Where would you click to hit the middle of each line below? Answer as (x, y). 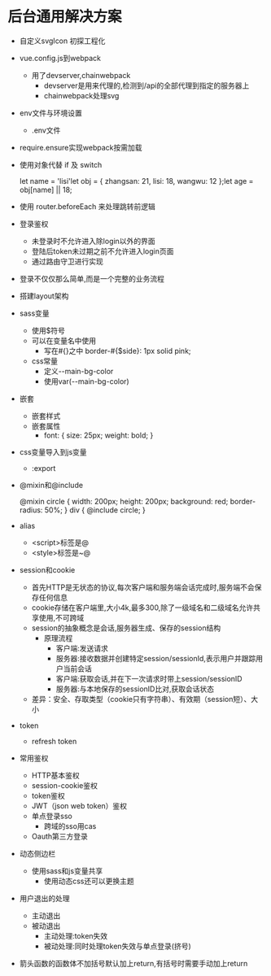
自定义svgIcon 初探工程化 (62, 41)
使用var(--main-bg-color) (86, 381)
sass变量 (34, 313)
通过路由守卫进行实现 (67, 261)
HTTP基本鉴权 (56, 775)
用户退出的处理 (44, 898)
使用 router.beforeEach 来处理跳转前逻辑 (87, 206)
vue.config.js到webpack (60, 58)
